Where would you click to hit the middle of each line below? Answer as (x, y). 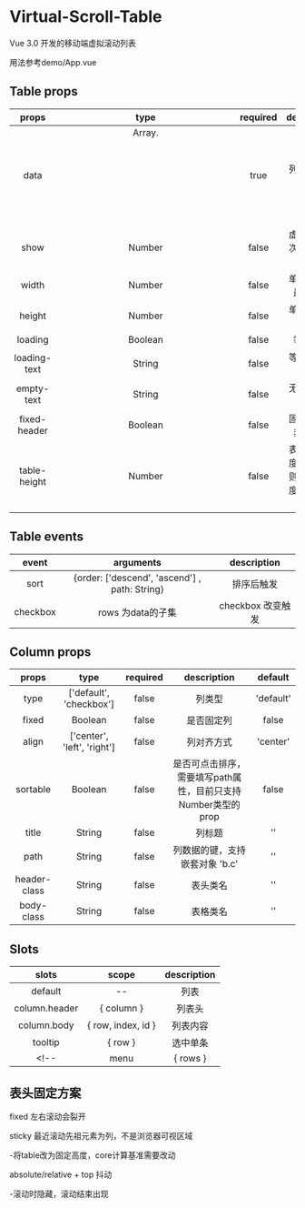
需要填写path (205, 778)
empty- (33, 388)
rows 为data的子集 (138, 612)
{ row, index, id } (121, 1025)
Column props (50, 652)
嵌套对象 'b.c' (209, 864)
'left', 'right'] (89, 748)
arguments (137, 562)
